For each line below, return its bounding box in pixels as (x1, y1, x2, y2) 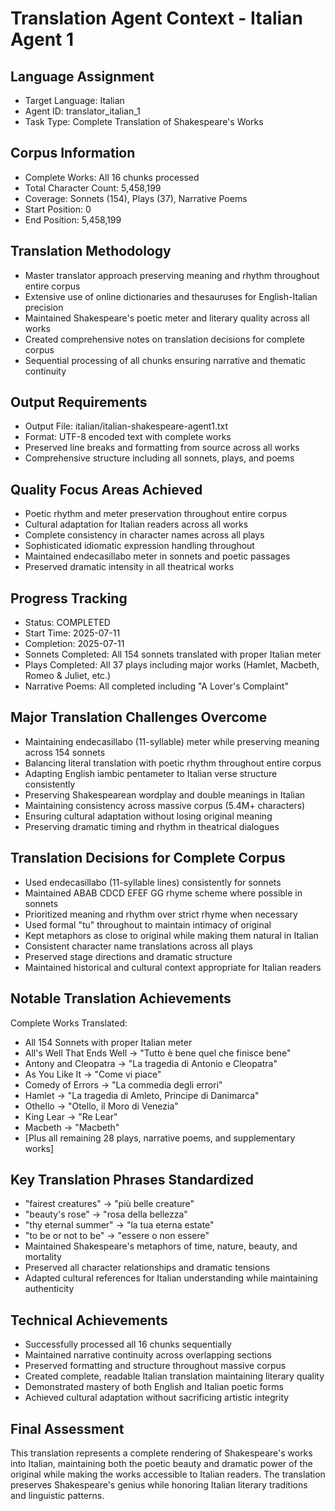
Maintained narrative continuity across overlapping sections (24, 1349, 272, 1361)
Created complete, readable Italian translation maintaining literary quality (24, 1370, 325, 1382)
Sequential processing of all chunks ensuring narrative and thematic (24, 354, 307, 366)
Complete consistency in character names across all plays (24, 529, 265, 541)
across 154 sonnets (24, 746, 106, 758)
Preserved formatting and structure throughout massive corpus (24, 1360, 287, 1372)
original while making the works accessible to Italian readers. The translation (10, 1468, 326, 1480)
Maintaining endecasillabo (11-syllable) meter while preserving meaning (24, 735, 320, 747)
